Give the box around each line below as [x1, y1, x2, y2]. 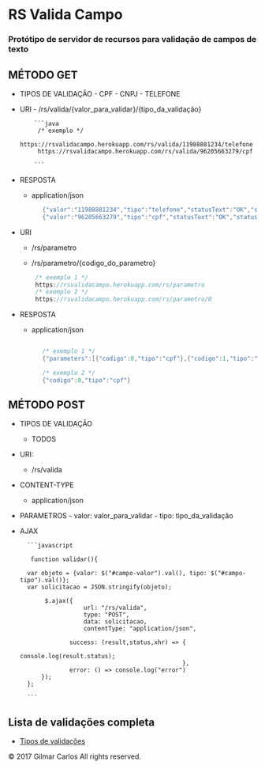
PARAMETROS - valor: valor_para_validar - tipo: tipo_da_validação [19, 511, 234, 521]
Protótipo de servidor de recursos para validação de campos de [8, 34, 257, 45]
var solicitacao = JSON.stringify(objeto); [27, 583, 172, 591]
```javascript [27, 542, 73, 550]
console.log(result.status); [19, 653, 116, 661]
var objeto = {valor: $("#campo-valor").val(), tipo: [27, 570, 207, 578]
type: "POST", [83, 611, 130, 619]
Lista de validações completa [8, 715, 155, 729]
